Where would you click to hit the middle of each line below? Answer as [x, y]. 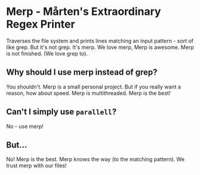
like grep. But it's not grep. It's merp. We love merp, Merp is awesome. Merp [100, 47]
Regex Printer [41, 24]
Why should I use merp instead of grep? [82, 73]
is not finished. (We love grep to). [47, 53]
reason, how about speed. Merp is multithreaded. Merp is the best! [88, 93]
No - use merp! [25, 126]
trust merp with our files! [36, 165]
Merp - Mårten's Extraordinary [84, 12]
